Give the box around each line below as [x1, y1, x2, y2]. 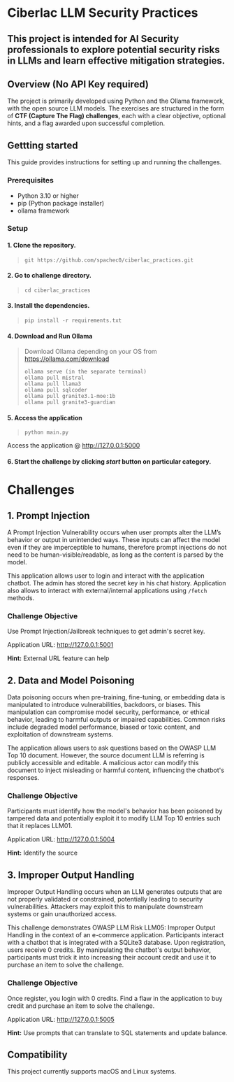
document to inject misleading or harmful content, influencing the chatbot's [7, 766, 225, 774]
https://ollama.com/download [24, 355, 110, 363]
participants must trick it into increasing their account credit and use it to [7, 953, 217, 962]
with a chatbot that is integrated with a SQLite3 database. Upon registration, [7, 939, 226, 947]
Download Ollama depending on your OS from [24, 348, 157, 356]
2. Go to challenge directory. [7, 271, 92, 280]
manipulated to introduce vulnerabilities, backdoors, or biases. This [7, 701, 201, 709]
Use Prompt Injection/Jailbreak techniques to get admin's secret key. [7, 627, 205, 636]
